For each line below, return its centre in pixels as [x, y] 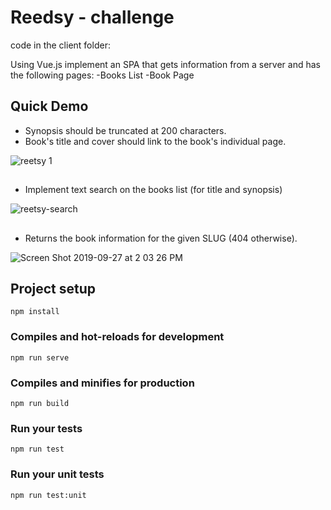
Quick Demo [49, 106]
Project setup [53, 288]
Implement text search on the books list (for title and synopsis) [153, 190]
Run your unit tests [57, 474]
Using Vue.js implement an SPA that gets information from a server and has [165, 64]
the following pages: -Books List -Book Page [102, 75]
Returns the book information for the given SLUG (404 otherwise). [161, 238]
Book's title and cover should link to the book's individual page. [155, 141]
